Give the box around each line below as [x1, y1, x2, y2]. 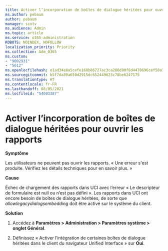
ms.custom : [5, 53, 28, 59]
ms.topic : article [5, 30, 43, 35]
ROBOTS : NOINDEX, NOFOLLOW [5, 40, 61, 45]
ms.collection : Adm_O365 [5, 49, 57, 54]
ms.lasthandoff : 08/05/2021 [5, 86, 64, 91]
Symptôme [5, 150, 28, 156]
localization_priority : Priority [5, 44, 75, 49]
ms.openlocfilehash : [5, 68, 48, 73]
